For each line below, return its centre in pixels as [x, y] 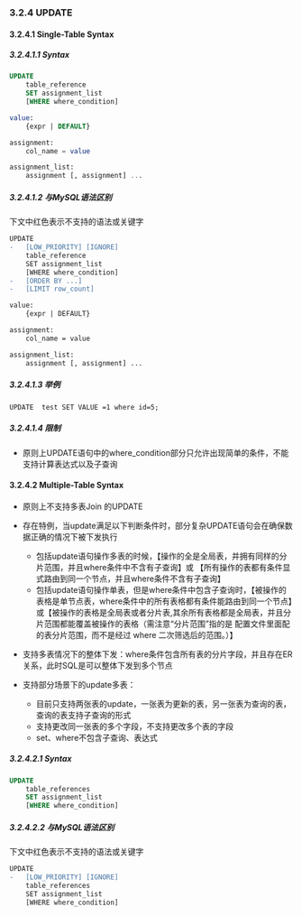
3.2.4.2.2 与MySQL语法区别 [62, 827]
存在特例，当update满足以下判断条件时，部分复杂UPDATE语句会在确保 [154, 525]
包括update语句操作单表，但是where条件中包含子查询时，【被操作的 [161, 589]
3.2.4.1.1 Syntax [40, 55]
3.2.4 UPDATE [41, 13]
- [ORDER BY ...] [46, 281]
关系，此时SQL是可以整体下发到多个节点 [97, 665]
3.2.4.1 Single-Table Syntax [62, 34]
